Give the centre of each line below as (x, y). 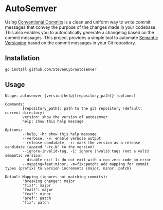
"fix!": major (37, 186)
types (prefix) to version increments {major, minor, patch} (68, 168)
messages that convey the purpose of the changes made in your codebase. (81, 27)
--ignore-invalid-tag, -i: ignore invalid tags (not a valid (86, 151)
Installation (22, 58)
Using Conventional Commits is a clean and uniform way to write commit (78, 22)
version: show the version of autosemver (65, 117)
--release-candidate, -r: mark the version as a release (81, 143)
